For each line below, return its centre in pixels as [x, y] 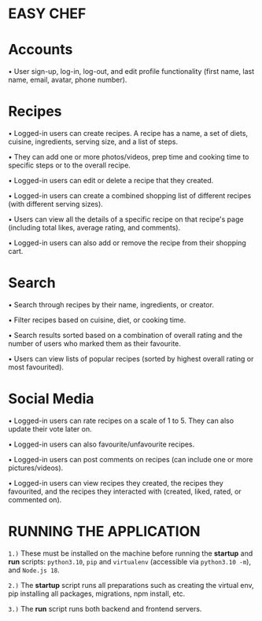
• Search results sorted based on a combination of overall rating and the [125, 335]
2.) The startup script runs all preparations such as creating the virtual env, [131, 585]
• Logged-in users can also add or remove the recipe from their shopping [127, 243]
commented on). [35, 499]
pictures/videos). [36, 468]
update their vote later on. [50, 428]
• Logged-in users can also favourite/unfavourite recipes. [101, 444]
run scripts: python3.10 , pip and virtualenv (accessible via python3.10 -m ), [130, 561]
